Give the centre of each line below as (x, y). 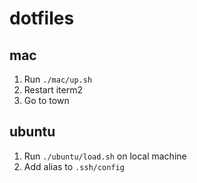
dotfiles (42, 18)
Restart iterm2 (53, 90)
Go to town (46, 100)
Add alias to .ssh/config (74, 166)
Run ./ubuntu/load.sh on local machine (105, 156)
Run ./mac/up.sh (58, 79)
